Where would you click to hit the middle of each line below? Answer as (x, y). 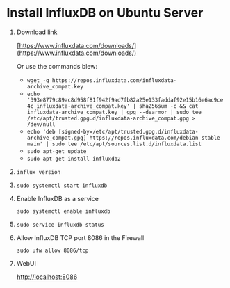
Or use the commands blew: (57, 66)
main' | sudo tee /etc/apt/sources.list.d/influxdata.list (114, 144)
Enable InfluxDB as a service (57, 198)
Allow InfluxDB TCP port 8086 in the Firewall (80, 237)
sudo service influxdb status (60, 225)
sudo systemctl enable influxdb (63, 211)
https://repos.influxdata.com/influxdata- (114, 80)
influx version (39, 172)
